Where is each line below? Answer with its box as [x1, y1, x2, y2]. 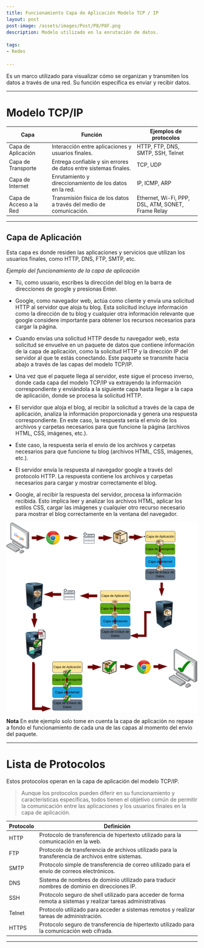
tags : [6, 42, 20, 48]
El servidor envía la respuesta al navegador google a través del [15, 466, 173, 473]
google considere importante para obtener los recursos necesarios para [15, 316, 195, 324]
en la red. [51, 186, 75, 193]
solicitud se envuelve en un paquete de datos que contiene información [15, 341, 195, 348]
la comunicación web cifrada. [39, 927, 113, 935]
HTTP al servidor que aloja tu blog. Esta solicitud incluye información [15, 303, 188, 311]
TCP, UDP [136, 161, 162, 169]
